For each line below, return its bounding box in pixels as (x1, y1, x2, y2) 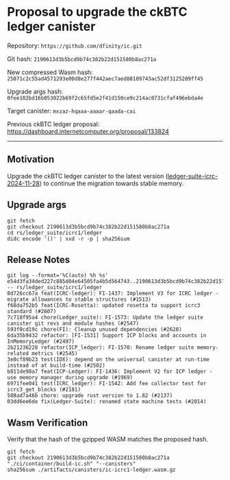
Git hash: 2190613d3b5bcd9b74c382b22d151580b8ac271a (7, 54, 157, 62)
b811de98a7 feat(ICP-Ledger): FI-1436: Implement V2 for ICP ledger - (7, 368, 213, 375)
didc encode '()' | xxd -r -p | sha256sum (7, 235, 130, 242)
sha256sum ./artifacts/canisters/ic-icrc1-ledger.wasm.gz (7, 466, 176, 474)
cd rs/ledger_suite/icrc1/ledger (7, 229, 103, 236)
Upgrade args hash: (7, 87, 64, 95)
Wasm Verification (7, 417, 88, 428)
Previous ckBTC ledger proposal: (7, 119, 100, 128)
